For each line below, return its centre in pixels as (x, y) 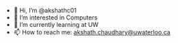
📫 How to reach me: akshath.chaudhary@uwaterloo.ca (92, 32)
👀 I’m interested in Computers (55, 17)
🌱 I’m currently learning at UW (56, 25)
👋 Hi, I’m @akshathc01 (45, 10)
